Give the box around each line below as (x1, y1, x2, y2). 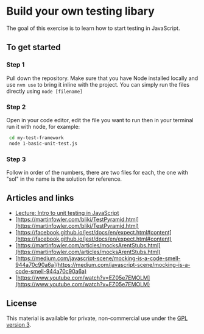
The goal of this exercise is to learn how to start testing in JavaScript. (6, 24, 180, 32)
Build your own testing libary (6, 4, 155, 18)
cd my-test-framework (9, 134, 64, 141)
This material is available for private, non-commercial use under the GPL (6, 314, 188, 322)
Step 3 (6, 154, 26, 163)
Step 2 (6, 103, 26, 111)
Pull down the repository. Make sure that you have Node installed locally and (6, 74, 199, 82)
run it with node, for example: (6, 123, 80, 130)
